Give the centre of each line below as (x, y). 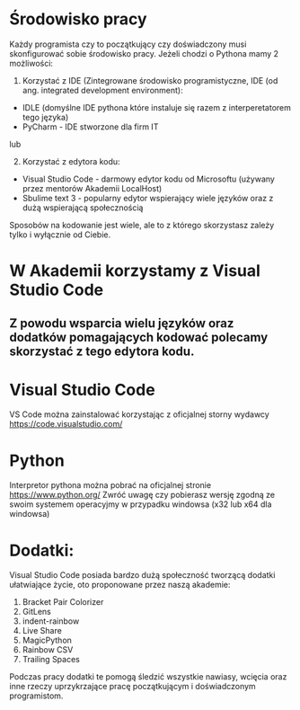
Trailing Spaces (51, 660)
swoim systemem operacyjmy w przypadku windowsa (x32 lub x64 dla (141, 504)
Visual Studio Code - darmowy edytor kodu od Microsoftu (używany (149, 179)
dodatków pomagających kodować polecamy (139, 337)
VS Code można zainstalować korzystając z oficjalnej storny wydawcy (139, 414)
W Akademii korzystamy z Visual (135, 271)
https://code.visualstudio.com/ (66, 424)
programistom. (36, 696)
